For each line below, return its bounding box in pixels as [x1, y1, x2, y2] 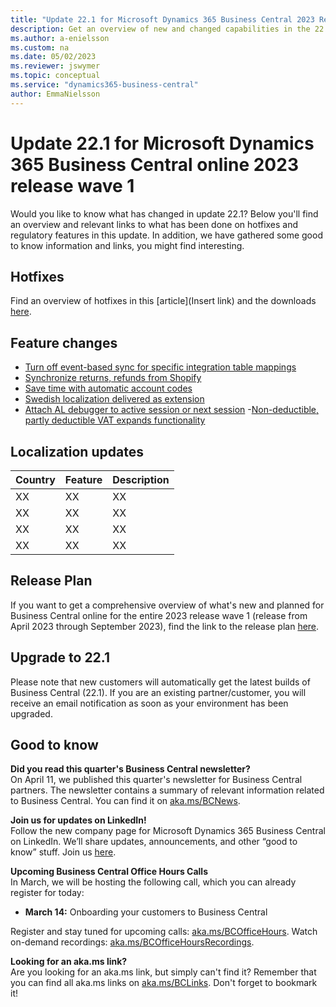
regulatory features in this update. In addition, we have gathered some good [10, 229, 323, 241]
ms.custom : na [10, 42, 70, 53]
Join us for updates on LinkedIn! [10, 814, 147, 826]
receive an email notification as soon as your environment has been [10, 697, 289, 709]
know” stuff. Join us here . [10, 846, 117, 858]
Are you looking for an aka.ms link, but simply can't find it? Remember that [10, 966, 317, 978]
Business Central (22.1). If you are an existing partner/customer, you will [10, 686, 307, 698]
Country [15, 473, 56, 486]
